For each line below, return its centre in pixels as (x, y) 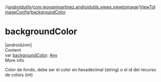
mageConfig (17, 12)
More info (15, 60)
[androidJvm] (19, 45)
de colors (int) (19, 75)
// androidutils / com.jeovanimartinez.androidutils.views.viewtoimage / (73, 7)
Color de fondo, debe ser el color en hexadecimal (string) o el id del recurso (80, 69)
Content (13, 50)
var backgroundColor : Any (31, 55)
